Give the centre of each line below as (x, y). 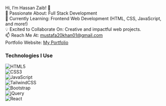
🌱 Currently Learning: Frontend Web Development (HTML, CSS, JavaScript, (84, 18)
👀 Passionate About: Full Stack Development (51, 13)
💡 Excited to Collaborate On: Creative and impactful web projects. (73, 29)
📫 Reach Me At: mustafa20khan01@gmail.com (54, 35)
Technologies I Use (29, 56)
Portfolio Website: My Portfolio (37, 42)
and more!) (17, 24)
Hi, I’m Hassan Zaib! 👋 (28, 8)
